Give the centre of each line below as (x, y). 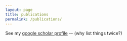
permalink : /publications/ (34, 19)
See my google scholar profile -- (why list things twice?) (64, 33)
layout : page (19, 10)
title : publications (27, 14)
